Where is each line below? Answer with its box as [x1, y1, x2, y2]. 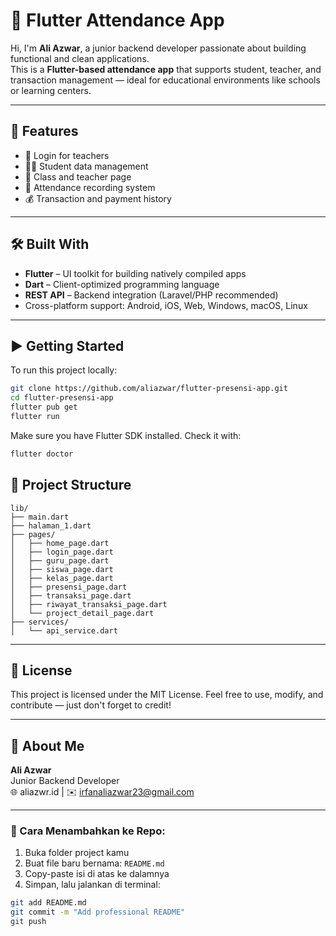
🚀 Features [10, 123, 79, 140]
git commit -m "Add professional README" [10, 907, 186, 918]
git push [10, 917, 47, 927]
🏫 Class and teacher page [24, 170, 132, 183]
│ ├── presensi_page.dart [10, 582, 128, 592]
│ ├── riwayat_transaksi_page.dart [10, 599, 168, 609]
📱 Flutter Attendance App [10, 9, 225, 32]
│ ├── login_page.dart [10, 547, 114, 557]
